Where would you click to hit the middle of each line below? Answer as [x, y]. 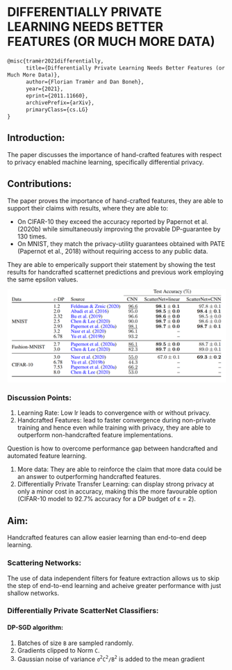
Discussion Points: [39, 398]
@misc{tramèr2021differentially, [56, 61]
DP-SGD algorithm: [35, 628]
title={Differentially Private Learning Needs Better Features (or [125, 68]
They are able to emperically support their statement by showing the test [111, 264]
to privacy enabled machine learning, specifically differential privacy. [106, 162]
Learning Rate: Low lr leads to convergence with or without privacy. [114, 413]
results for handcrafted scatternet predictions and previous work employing [115, 272]
